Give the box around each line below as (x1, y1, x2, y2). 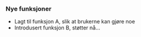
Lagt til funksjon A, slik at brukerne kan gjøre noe (14, 18, 136, 25)
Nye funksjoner (5, 5, 52, 13)
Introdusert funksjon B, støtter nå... (14, 24, 101, 31)
